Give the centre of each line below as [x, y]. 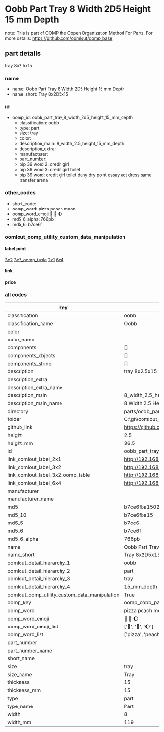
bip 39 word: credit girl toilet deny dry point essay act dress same [85, 175]
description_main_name [35, 403]
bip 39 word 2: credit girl [44, 164]
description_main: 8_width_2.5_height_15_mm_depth [72, 144]
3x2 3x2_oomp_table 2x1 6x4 [34, 260]
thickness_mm [24, 690]
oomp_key [20, 603]
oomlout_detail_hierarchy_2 [39, 571]
